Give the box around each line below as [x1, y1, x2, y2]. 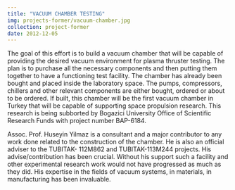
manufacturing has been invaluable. [7, 175, 111, 184]
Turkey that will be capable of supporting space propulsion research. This [7, 101, 222, 110]
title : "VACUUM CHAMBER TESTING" [7, 10, 106, 18]
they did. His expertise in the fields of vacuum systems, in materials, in [7, 167, 212, 176]
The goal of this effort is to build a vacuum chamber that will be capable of [7, 49, 224, 58]
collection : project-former [7, 23, 90, 30]
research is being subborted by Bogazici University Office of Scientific [7, 109, 212, 118]
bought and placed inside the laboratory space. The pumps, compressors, [7, 79, 223, 88]
